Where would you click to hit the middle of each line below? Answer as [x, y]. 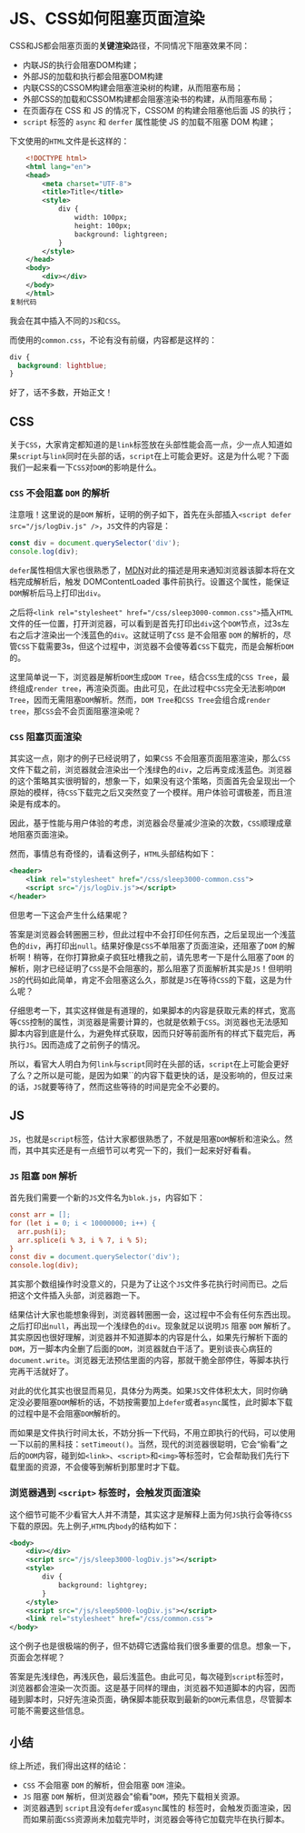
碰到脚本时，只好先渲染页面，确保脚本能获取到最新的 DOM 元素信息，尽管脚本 [151, 1699]
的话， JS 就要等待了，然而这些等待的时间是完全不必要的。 [117, 1087]
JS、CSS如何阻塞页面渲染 [108, 19]
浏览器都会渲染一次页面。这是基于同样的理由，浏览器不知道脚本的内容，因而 [152, 1688]
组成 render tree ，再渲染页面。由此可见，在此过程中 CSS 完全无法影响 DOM [151, 688]
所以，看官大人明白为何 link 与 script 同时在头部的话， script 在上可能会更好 [149, 1064]
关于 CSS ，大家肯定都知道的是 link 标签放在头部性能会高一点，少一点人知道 [147, 445]
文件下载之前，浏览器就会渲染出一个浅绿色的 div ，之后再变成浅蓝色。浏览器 [151, 770]
